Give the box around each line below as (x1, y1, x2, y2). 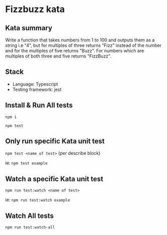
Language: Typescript (12, 81, 58, 87)
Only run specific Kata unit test (5, 137, 105, 146)
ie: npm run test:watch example (5, 197, 70, 203)
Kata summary (5, 24, 53, 32)
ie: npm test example (5, 160, 48, 166)
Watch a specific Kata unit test (5, 174, 104, 183)
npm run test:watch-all (5, 225, 55, 230)
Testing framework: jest (12, 86, 62, 92)
